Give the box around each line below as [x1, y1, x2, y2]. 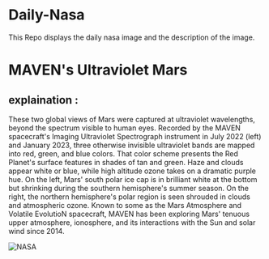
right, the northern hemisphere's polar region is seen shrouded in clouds [8, 192, 251, 202]
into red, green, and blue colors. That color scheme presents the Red [8, 148, 239, 159]
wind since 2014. [8, 226, 65, 236]
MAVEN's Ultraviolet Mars [8, 61, 188, 79]
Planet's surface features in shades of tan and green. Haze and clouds [8, 157, 244, 167]
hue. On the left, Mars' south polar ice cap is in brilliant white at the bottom [8, 174, 258, 184]
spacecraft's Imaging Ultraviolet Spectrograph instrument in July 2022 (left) [8, 131, 262, 141]
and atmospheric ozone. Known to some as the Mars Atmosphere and [8, 200, 241, 210]
